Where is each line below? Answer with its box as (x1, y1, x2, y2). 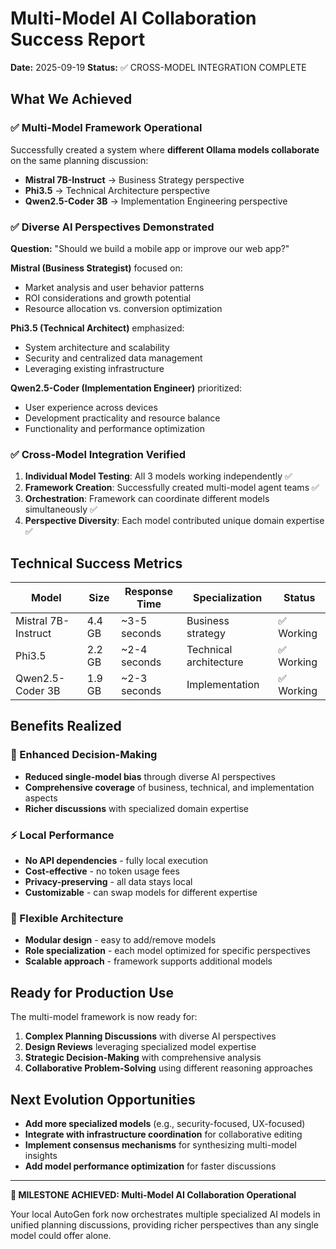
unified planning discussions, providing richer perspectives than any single (10, 1218, 319, 1231)
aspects (24, 792, 58, 804)
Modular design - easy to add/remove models (24, 934, 217, 946)
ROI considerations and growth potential (24, 292, 192, 304)
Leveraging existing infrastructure (24, 362, 165, 374)
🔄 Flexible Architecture (10, 911, 124, 925)
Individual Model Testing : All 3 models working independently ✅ (24, 470, 293, 482)
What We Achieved (10, 91, 133, 108)
